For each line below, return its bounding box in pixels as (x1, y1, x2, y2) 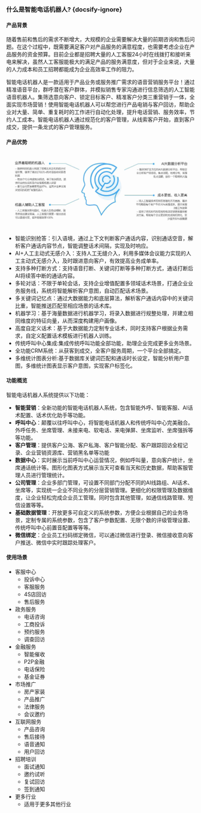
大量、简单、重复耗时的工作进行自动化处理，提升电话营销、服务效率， (16, 109, 190, 116)
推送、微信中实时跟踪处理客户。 (20, 538, 99, 546)
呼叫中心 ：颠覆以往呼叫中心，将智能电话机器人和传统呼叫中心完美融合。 (14, 418, 193, 426)
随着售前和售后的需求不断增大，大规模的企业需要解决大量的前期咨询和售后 (6, 36, 190, 43)
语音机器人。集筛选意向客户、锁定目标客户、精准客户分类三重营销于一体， (6, 94, 190, 101)
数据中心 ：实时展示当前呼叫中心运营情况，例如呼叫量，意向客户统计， (14, 456, 188, 463)
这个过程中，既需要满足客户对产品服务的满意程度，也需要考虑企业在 (22, 43, 190, 50)
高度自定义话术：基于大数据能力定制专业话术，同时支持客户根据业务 (14, 324, 183, 332)
